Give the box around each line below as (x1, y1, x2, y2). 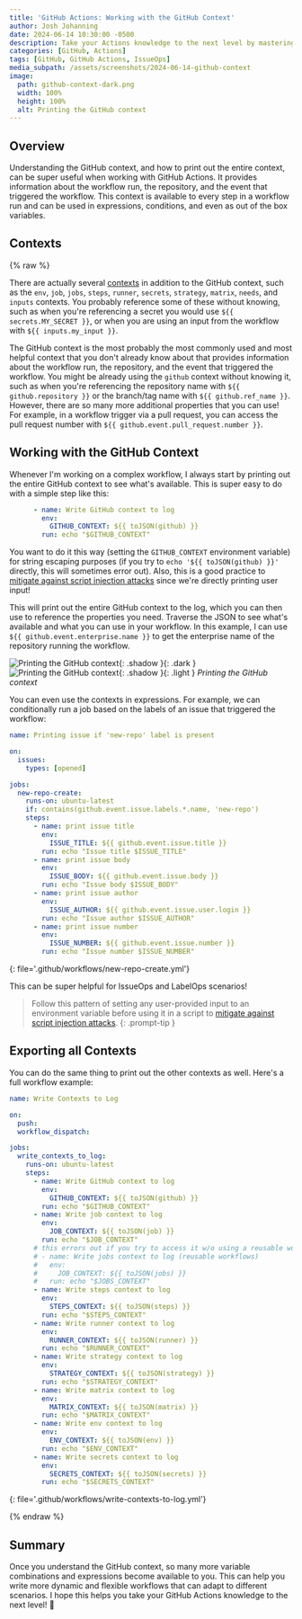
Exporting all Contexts (9, 1044, 138, 1059)
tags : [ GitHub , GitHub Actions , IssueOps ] (9, 55, 171, 64)
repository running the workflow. (9, 640, 130, 652)
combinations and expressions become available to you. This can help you (9, 1570, 286, 1582)
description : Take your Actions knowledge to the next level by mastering (9, 38, 296, 48)
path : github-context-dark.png (17, 80, 135, 89)
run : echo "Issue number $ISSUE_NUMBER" (41, 947, 195, 956)
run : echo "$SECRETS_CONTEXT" (41, 1478, 155, 1487)
